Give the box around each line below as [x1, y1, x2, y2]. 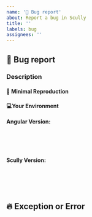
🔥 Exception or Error [6, 201, 85, 211]
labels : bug [6, 26, 37, 32]
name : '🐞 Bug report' [6, 9, 62, 15]
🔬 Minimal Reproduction [6, 88, 69, 95]
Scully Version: [6, 156, 46, 164]
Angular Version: [6, 118, 51, 125]
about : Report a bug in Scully [6, 15, 86, 21]
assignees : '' [6, 32, 43, 38]
